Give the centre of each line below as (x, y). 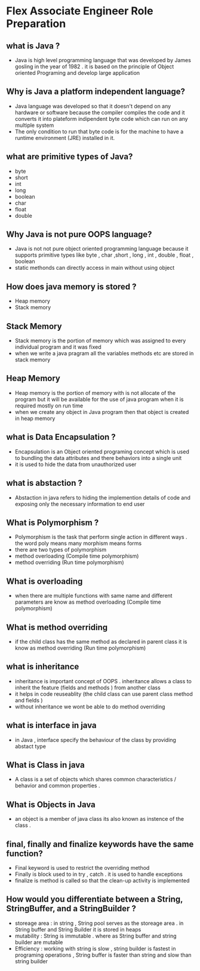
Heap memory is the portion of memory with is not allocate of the (95, 392)
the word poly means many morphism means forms (78, 543)
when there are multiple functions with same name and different (93, 596)
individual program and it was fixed (58, 347)
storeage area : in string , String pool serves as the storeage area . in (99, 923)
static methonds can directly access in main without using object (95, 268)
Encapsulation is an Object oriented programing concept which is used (102, 451)
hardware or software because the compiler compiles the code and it (100, 112)
